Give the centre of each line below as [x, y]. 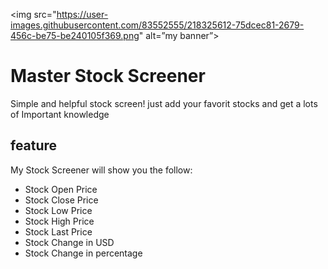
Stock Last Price [58, 231]
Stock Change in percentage [83, 253]
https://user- [82, 14]
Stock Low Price [58, 210]
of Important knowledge [60, 114]
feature [34, 145]
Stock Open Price [61, 189]
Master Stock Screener [108, 76]
